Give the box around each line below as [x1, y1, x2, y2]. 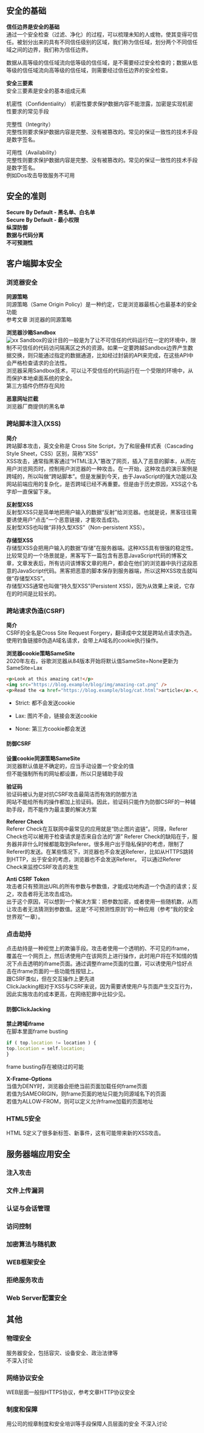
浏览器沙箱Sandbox [6, 329, 56, 336]
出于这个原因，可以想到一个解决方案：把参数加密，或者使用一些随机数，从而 [6, 898, 198, 905]
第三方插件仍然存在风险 [6, 382, 65, 390]
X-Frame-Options [6, 1075, 52, 1082]
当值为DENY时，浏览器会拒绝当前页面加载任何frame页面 [6, 1082, 148, 1090]
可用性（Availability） [6, 149, 60, 156]
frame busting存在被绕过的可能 [6, 1063, 84, 1070]
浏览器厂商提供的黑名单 [6, 403, 65, 410]
